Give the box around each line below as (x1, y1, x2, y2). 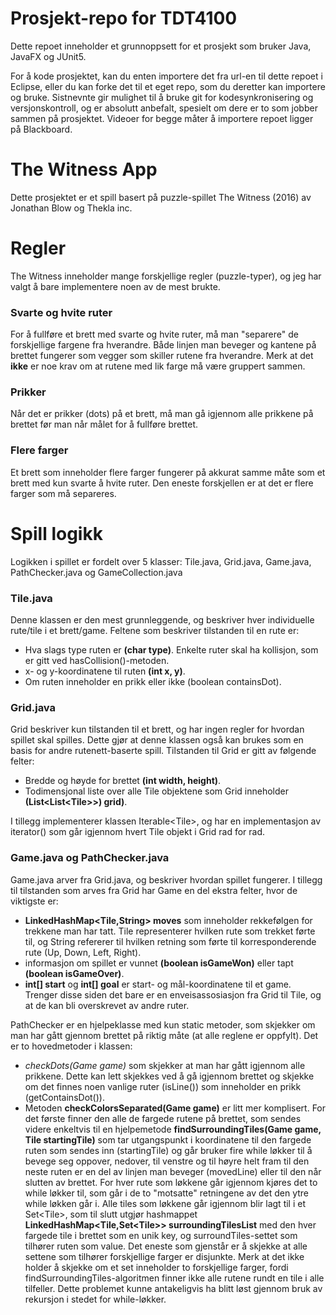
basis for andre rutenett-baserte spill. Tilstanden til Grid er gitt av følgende (10, 745, 317, 757)
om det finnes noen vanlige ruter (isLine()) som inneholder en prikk (24, 1080, 302, 1092)
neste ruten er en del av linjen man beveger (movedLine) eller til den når (24, 1165, 322, 1177)
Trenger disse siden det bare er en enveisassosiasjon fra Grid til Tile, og (24, 988, 322, 1001)
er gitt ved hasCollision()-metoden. (24, 654, 170, 666)
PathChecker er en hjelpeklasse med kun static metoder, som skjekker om (10, 1018, 316, 1031)
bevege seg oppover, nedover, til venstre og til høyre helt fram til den (24, 1155, 310, 1167)
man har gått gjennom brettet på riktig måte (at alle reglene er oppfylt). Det (10, 1029, 319, 1041)
